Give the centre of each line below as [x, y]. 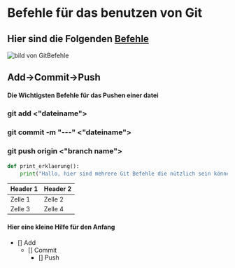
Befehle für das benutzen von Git [105, 13]
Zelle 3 [20, 209]
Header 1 [24, 189]
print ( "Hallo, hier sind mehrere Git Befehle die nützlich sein [115, 174]
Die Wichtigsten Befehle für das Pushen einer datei [83, 95]
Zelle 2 [54, 199]
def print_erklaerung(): [43, 167]
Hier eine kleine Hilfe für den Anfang [61, 227]
